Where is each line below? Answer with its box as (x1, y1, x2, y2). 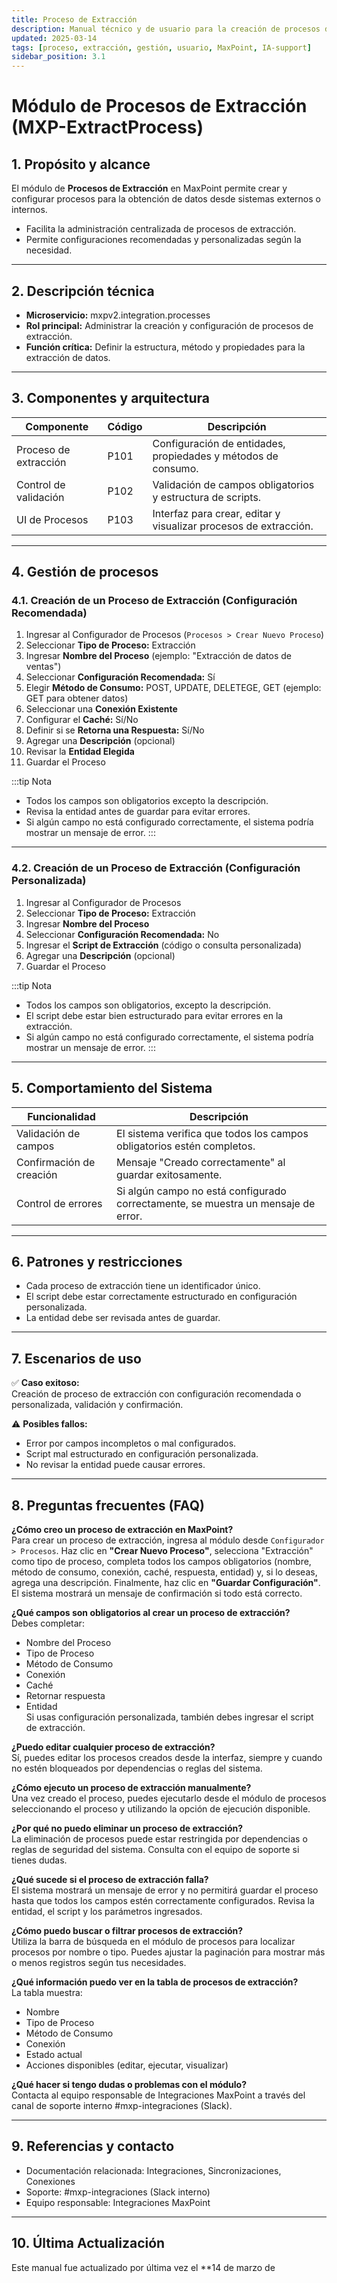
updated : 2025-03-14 (11, 33, 98, 43)
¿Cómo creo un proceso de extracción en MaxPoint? (11, 1523, 234, 1535)
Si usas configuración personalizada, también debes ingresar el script (25, 1711, 314, 1723)
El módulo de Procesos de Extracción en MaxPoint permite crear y (11, 182, 288, 195)
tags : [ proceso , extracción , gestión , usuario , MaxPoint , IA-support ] (11, 42, 312, 53)
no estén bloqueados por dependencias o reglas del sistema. (11, 1762, 263, 1774)
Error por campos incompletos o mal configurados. (25, 1437, 237, 1450)
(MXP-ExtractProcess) (11, 116, 204, 139)
